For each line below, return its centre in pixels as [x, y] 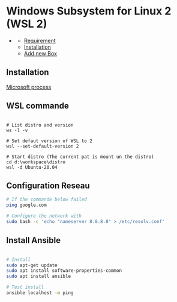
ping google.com [26, 205]
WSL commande [37, 106]
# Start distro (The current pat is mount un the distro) [80, 157]
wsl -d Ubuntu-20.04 [32, 167]
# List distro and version [40, 125]
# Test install [25, 288]
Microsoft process [29, 87]
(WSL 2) [27, 24]
